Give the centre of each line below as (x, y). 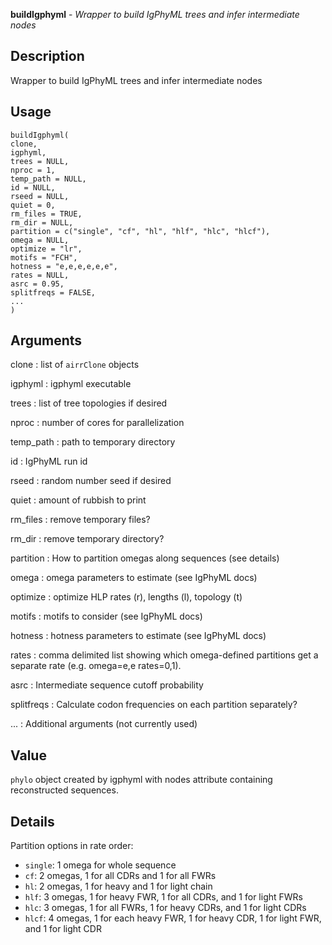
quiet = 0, (33, 205)
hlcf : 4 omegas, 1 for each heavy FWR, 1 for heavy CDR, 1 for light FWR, (173, 918)
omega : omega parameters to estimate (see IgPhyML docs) (134, 578)
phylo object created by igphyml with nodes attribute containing (141, 780)
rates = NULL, (40, 275)
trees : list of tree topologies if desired (89, 403)
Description (47, 56)
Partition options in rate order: (72, 846)
